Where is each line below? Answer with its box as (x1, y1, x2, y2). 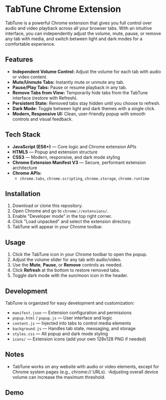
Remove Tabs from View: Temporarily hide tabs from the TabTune (12, 89, 148, 95)
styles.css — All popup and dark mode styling (12, 331, 108, 336)
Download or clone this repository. (12, 202, 83, 209)
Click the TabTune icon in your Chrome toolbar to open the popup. (12, 252, 148, 258)
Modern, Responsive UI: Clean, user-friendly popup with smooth (12, 111, 146, 117)
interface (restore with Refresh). (12, 95, 78, 101)
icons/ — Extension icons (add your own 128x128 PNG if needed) (12, 336, 146, 342)
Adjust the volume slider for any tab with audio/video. (12, 257, 122, 263)
